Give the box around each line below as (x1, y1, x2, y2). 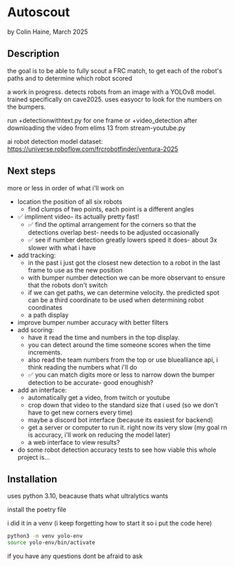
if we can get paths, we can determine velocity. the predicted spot (27, 288, 219, 296)
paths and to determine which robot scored (7, 74, 132, 82)
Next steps (7, 165, 56, 177)
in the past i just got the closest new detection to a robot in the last (27, 258, 221, 267)
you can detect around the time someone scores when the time (27, 340, 212, 348)
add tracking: (17, 251, 56, 259)
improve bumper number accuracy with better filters (17, 318, 169, 327)
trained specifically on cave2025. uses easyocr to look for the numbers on (7, 95, 222, 103)
